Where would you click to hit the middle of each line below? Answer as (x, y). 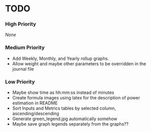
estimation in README (35, 103)
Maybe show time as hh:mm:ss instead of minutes (63, 92)
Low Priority (20, 82)
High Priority (21, 24)
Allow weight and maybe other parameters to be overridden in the (79, 64)
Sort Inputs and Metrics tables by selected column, (64, 108)
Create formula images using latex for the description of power (76, 98)
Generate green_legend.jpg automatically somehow (65, 119)
